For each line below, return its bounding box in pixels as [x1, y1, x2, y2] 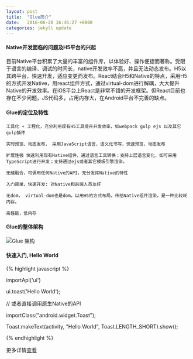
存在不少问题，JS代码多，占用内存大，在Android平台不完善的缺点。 [6, 94, 170, 101]
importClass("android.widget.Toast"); [6, 312, 96, 319]
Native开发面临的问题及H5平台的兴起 [6, 43, 96, 50]
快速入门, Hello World [6, 252, 58, 259]
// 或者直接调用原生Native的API [6, 300, 81, 307]
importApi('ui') [6, 276, 41, 284]
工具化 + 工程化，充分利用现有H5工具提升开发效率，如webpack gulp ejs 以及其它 [6, 124, 181, 129]
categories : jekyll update [6, 25, 72, 31]
